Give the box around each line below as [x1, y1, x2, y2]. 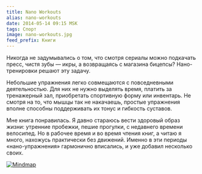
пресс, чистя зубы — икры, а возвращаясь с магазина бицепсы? [6, 60, 176, 68]
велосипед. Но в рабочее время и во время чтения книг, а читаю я [6, 129, 182, 137]
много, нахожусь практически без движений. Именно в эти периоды [6, 136, 187, 143]
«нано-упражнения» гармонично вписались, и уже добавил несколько [6, 143, 193, 150]
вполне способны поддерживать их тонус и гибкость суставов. [6, 105, 172, 112]
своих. [6, 149, 24, 156]
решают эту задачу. [38, 67, 90, 74]
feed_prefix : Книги [6, 37, 56, 43]
